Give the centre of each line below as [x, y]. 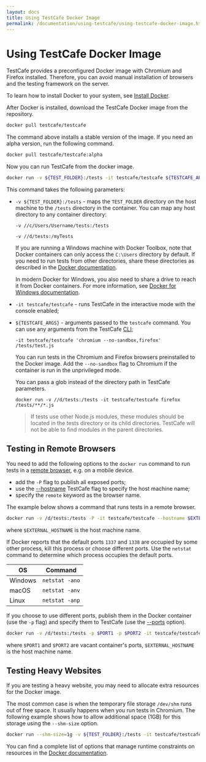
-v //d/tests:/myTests [44, 236]
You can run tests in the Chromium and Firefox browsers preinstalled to [105, 357]
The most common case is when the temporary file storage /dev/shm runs [99, 704]
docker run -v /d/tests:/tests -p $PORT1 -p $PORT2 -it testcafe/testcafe [104, 633]
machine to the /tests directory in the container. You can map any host [105, 208]
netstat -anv [61, 590]
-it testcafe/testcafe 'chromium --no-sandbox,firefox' [88, 340]
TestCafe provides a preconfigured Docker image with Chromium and [94, 71]
